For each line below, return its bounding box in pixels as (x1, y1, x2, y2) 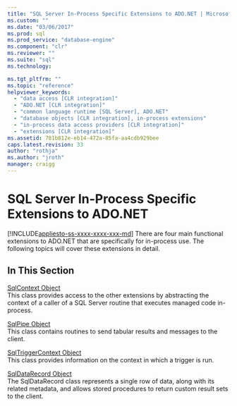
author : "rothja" (7, 147, 59, 155)
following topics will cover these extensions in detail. (7, 244, 161, 252)
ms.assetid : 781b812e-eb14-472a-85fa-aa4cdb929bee (7, 135, 159, 142)
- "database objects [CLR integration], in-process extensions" (13, 115, 207, 122)
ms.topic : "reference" (7, 82, 74, 89)
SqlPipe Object (7, 319, 51, 328)
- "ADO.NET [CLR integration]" (13, 101, 106, 109)
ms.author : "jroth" (7, 154, 65, 161)
